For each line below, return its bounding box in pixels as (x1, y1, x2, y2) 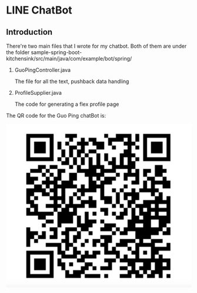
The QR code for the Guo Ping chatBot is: (6, 112, 106, 119)
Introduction (6, 27, 53, 37)
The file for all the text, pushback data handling (14, 78, 129, 85)
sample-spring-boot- (31, 49, 82, 56)
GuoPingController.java (14, 66, 71, 74)
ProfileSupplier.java (14, 89, 62, 96)
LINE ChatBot (6, 4, 72, 17)
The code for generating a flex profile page (14, 101, 119, 108)
